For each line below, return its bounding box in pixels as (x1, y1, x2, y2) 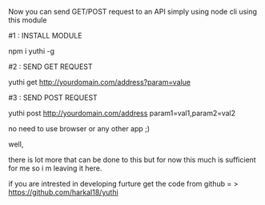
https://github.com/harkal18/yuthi (8, 187, 118, 197)
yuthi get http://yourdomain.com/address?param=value (8, 78, 191, 86)
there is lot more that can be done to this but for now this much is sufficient (8, 155, 256, 164)
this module (8, 15, 47, 25)
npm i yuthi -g (8, 46, 54, 55)
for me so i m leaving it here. (8, 163, 102, 173)
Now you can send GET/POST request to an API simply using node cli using (8, 7, 258, 16)
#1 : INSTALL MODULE (8, 31, 82, 40)
